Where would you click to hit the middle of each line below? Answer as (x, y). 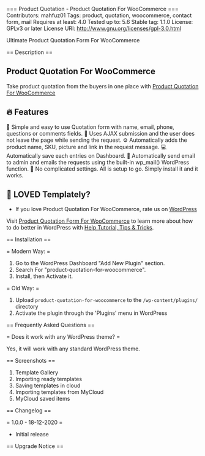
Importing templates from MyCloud (59, 392)
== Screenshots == (31, 361)
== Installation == (29, 239)
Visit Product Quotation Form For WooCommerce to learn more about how (100, 221)
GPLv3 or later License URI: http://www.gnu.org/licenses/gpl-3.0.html (94, 28)
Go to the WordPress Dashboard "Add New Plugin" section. (90, 263)
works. (15, 175)
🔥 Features (28, 112)
